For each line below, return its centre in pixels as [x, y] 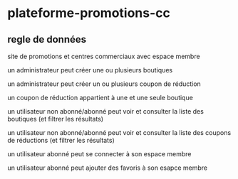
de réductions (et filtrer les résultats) [61, 140]
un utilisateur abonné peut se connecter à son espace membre [99, 154]
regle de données [47, 39]
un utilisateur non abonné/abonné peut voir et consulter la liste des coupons [119, 132]
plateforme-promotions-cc [89, 13]
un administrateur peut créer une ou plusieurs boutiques [90, 70]
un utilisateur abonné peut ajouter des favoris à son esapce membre [108, 168]
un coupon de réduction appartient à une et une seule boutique [100, 98]
